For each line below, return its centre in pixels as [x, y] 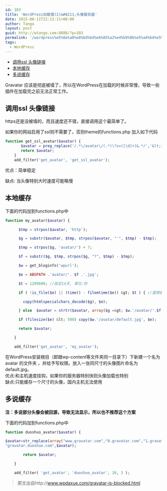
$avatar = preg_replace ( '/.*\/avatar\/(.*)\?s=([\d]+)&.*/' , [85, 146]
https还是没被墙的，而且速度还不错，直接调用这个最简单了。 [67, 121]
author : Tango [20, 24]
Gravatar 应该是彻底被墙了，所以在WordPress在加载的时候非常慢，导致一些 [83, 85]
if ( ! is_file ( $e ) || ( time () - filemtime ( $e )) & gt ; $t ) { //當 [87, 293]
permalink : [16, 38]
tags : [11, 42]
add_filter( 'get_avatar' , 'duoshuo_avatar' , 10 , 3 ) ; [72, 473]
